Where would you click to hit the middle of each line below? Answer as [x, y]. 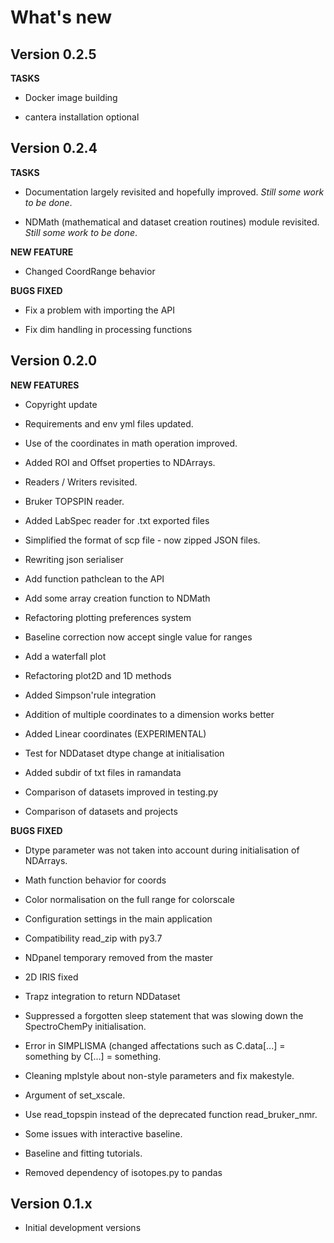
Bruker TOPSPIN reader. [74, 501]
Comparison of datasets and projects [101, 811]
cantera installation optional [82, 117]
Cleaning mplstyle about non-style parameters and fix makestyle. [159, 1075]
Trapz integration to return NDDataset [102, 996]
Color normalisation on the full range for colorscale [129, 899]
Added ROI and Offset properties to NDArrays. [120, 462]
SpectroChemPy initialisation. [85, 1026]
